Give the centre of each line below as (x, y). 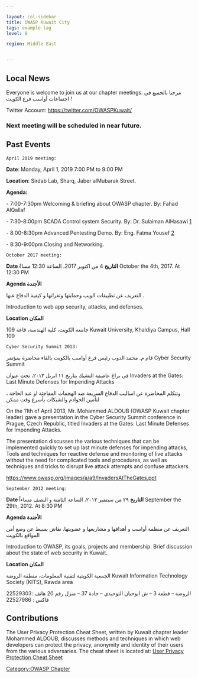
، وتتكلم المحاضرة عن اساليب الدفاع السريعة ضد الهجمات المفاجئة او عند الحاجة (93, 393)
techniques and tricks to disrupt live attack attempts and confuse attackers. (98, 466)
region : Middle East (32, 44)
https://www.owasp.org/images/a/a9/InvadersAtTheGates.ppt (81, 478)
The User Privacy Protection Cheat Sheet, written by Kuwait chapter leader (97, 632)
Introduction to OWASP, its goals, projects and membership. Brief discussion (99, 546)
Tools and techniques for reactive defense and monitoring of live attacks (95, 453)
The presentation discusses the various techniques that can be (83, 441)
